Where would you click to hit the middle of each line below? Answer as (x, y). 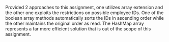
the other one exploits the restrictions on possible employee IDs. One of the (84, 13)
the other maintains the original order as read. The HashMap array (75, 23)
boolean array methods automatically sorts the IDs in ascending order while (84, 18)
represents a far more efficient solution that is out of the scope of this (78, 29)
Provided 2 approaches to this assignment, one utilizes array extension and (84, 7)
